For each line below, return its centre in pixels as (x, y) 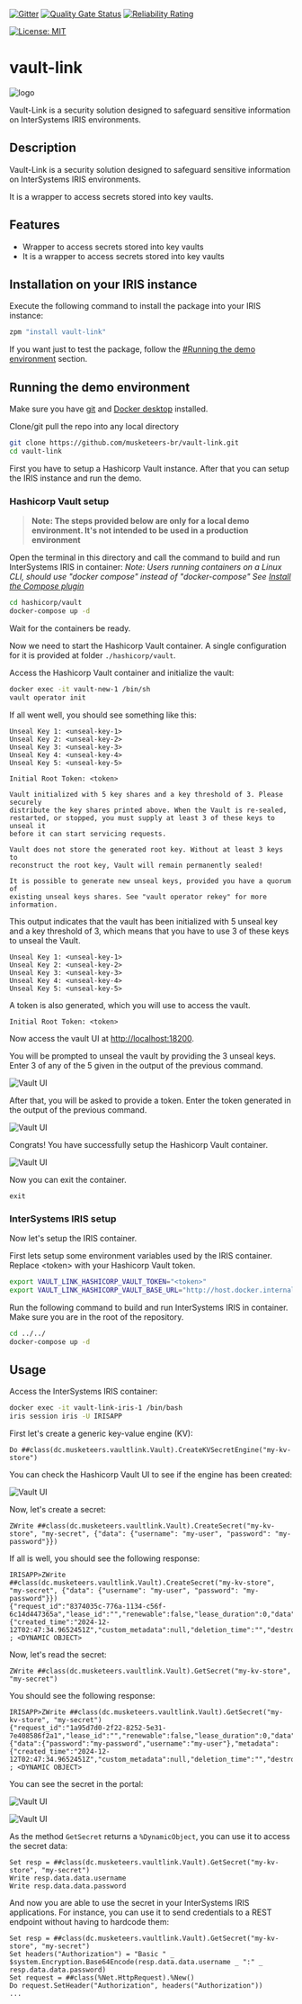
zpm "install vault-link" (58, 332)
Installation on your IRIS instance (103, 284)
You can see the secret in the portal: (76, 1783)
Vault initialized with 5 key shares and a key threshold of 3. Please (146, 794)
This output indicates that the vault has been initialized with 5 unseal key (144, 921)
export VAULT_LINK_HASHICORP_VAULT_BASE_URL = (96, 1290)
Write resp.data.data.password (68, 1886)
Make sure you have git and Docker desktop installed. (109, 409)
